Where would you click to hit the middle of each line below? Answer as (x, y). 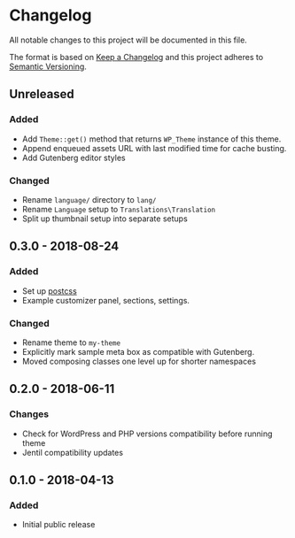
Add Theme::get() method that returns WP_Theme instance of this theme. (151, 139)
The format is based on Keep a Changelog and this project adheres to (136, 57)
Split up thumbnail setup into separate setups (105, 219)
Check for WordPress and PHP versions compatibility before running (147, 434)
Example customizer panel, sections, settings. (106, 300)
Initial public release (58, 525)
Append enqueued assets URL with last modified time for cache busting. (154, 148)
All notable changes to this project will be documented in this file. (128, 40)
